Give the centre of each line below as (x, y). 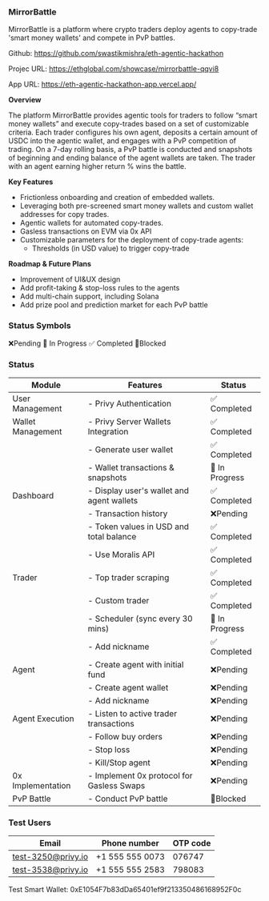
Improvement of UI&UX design (70, 279)
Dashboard (33, 495)
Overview (25, 100)
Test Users (30, 823)
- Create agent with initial (136, 664)
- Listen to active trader (132, 713)
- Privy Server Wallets (129, 421)
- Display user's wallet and (139, 491)
